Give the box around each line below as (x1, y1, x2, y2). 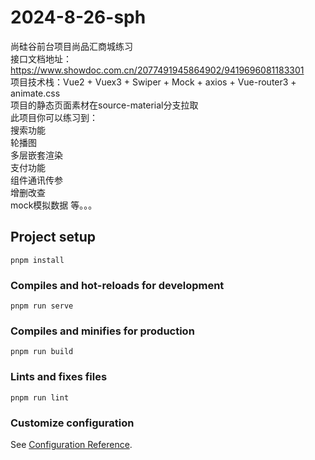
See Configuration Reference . (10, 438, 133, 450)
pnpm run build (10, 347, 74, 357)
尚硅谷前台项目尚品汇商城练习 (10, 40, 133, 52)
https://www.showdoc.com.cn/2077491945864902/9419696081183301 (10, 64, 305, 76)
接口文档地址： (10, 52, 72, 65)
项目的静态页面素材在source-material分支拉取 (10, 99, 199, 111)
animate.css (10, 87, 61, 99)
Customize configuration (10, 416, 135, 430)
